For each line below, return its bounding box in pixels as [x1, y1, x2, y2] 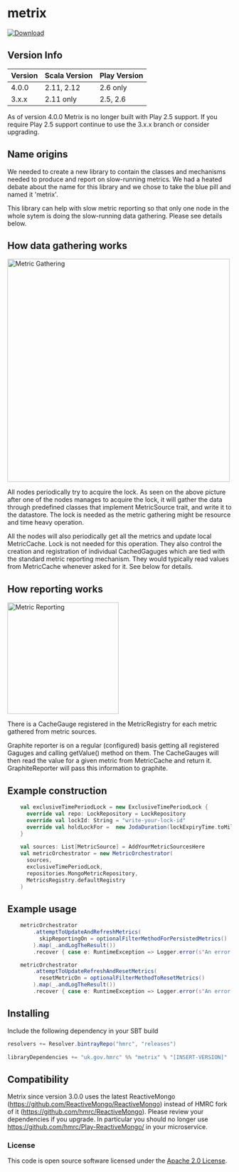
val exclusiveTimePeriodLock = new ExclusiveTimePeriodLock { [20, 804, 208, 811]
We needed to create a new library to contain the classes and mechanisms [7, 167, 226, 176]
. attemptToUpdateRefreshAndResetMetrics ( [33, 968, 158, 975]
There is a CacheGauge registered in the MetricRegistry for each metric [7, 719, 218, 729]
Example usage [7, 903, 77, 915]
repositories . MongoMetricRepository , [26, 869, 139, 877]
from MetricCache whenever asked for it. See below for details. [7, 562, 193, 571]
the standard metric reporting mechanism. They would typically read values [7, 555, 229, 563]
